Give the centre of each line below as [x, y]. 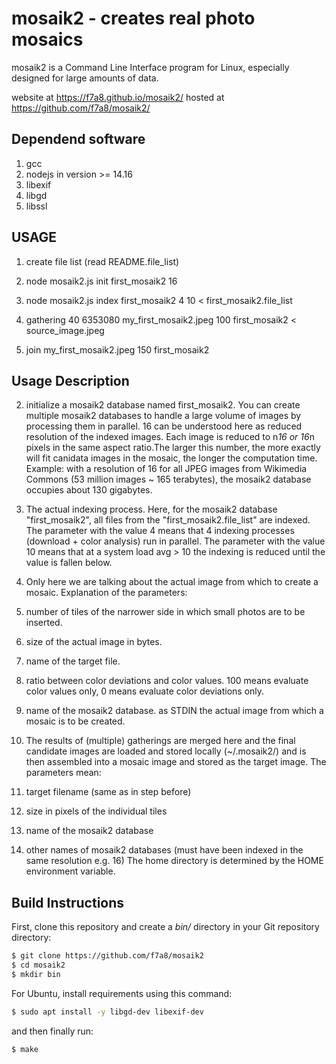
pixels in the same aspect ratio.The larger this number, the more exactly [173, 448]
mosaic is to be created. [75, 721]
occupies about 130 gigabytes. [89, 490]
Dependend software [78, 139]
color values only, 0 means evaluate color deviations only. [145, 691]
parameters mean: [63, 773]
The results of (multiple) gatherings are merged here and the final [160, 741]
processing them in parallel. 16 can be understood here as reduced [164, 426]
